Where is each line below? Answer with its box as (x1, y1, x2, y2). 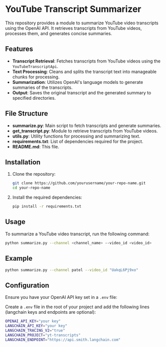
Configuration (5, 281, 50, 289)
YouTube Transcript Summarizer (5, 3, 142, 15)
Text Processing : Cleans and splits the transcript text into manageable (12, 69, 157, 74)
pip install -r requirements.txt (12, 204, 82, 209)
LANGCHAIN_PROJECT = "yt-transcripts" (5, 333, 81, 338)
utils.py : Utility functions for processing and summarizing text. (12, 133, 140, 139)
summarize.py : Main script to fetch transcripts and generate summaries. (12, 123, 162, 129)
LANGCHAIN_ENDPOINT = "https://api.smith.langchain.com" (5, 337, 121, 342)
